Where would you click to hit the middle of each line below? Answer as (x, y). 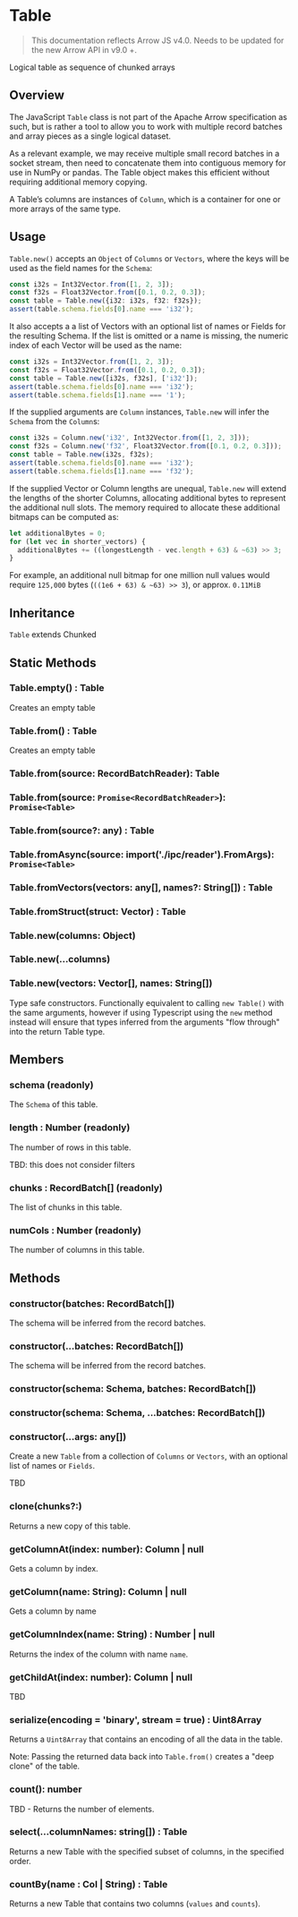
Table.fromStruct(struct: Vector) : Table (98, 911)
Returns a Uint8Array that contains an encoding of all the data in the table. (146, 1739)
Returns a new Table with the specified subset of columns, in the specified (147, 1851)
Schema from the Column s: (55, 422)
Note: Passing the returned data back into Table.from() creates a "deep (142, 1757)
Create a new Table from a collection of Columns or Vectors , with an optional (149, 1456)
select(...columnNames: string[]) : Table (98, 1832)
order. (20, 1861)
